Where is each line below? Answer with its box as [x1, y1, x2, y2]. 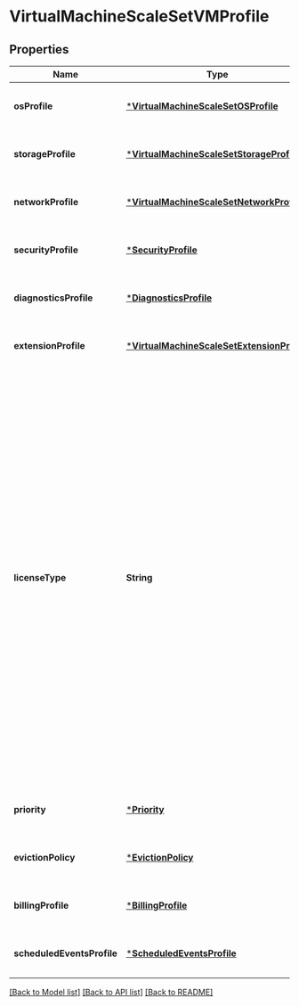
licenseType [13, 572, 67, 583]
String [125, 572, 153, 583]
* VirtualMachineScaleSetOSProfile [125, 100, 279, 112]
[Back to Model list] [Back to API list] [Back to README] [9, 987, 214, 997]
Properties [9, 42, 69, 57]
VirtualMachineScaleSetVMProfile [9, 6, 270, 27]
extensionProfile [13, 340, 85, 351]
